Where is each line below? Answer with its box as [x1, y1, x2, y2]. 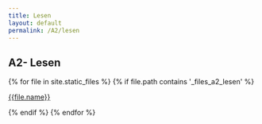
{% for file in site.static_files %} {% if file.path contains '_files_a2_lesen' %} [8, 77, 255, 87]
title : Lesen [8, 11, 52, 20]
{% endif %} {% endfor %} [8, 108, 96, 118]
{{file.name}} [8, 92, 51, 102]
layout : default [8, 19, 62, 27]
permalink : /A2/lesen [8, 26, 80, 34]
